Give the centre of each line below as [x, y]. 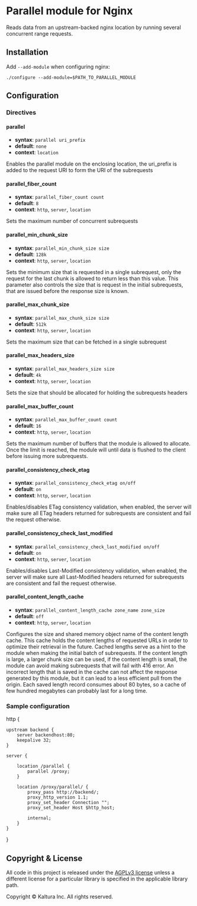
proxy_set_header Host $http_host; [71, 808]
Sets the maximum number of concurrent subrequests [72, 221]
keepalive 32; [34, 740]
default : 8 [27, 204]
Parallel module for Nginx [70, 11]
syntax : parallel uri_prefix [50, 140]
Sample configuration [38, 706]
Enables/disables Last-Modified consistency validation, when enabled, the [97, 570]
